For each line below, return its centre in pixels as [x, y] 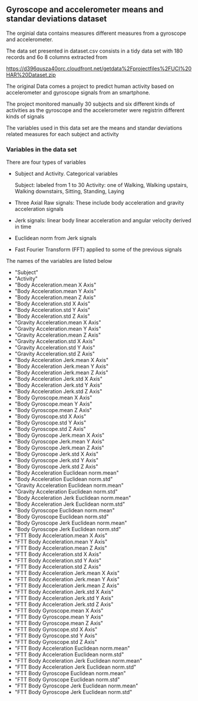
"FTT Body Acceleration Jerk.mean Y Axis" [67, 580]
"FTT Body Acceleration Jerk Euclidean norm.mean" [78, 661]
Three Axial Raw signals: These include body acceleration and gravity [99, 203]
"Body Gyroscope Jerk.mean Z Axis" [59, 448]
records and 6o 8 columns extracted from [57, 57]
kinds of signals [25, 116]
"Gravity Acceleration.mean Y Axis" [58, 329]
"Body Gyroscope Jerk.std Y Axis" [57, 460]
